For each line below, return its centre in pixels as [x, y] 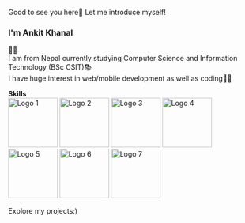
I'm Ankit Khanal [41, 32]
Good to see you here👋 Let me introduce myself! [87, 12]
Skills [17, 94]
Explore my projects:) [43, 211]
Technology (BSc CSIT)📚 [50, 67]
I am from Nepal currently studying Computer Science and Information [123, 59]
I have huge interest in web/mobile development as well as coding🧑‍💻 [120, 78]
